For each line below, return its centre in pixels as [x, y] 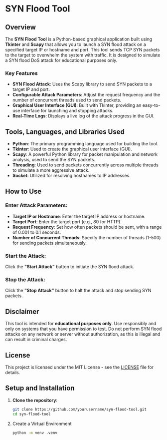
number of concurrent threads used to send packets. [67, 100]
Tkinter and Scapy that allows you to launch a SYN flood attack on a [76, 44]
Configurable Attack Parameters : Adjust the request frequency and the [86, 95]
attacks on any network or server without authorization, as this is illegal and [83, 334]
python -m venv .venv [35, 433]
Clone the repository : [35, 400]
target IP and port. [31, 89]
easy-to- [151, 105]
